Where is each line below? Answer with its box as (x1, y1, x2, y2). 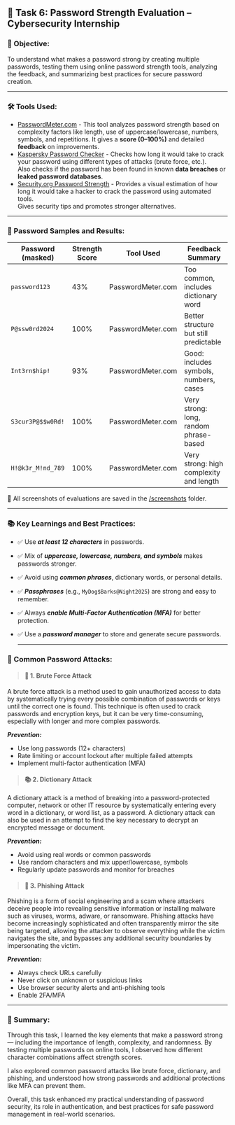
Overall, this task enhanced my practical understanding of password (7, 1095, 204, 1103)
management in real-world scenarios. (7, 1110, 115, 1119)
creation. (7, 77, 33, 85)
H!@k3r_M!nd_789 (10, 464, 65, 473)
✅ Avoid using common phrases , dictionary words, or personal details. (17, 573, 222, 581)
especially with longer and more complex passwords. (7, 717, 161, 725)
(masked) (21, 253, 55, 263)
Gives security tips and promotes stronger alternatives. (17, 202, 176, 210)
